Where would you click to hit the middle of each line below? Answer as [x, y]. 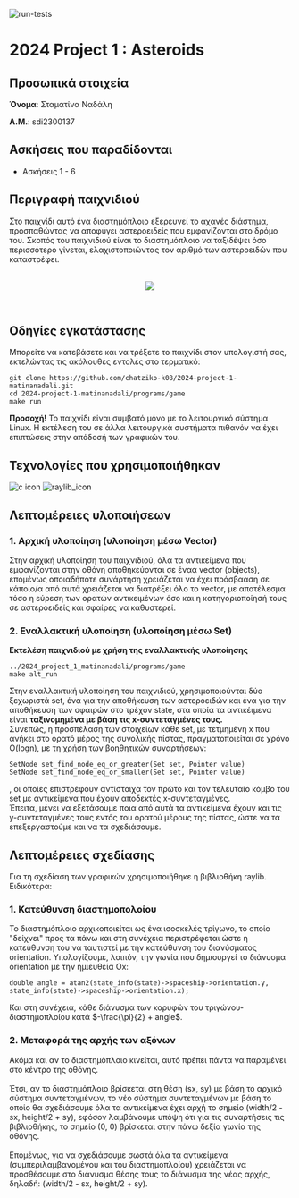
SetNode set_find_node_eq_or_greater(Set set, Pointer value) [127, 765]
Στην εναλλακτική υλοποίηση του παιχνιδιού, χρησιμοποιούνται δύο [136, 691]
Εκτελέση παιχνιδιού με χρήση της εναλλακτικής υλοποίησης [129, 650]
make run [25, 402]
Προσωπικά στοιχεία [69, 83]
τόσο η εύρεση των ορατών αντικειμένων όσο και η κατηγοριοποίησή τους [148, 598]
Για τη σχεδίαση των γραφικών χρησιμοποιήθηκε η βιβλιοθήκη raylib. [138, 877]
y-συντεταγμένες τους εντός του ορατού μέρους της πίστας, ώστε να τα [145, 818]
